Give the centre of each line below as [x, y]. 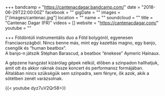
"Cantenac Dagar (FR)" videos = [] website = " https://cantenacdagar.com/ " [82, 23]
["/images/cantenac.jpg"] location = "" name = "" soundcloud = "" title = [79, 17]
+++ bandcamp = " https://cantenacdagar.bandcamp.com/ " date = [73, 7]
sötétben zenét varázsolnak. [34, 79]
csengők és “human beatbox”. [36, 48]
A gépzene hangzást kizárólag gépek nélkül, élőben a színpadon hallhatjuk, [82, 63]
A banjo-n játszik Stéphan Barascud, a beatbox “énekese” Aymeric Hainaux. [82, 53]
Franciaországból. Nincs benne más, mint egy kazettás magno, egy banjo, [81, 43]
